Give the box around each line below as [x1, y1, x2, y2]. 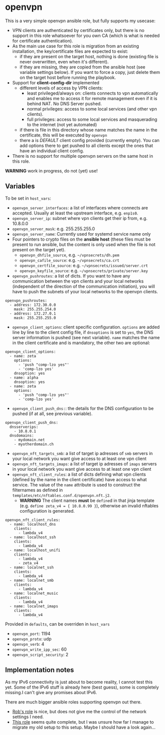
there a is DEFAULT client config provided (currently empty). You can [19, 137, 160, 143]
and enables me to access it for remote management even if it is [27, 95, 158, 101]
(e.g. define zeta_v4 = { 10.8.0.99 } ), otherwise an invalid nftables [19, 502, 159, 509]
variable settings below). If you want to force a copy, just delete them [19, 69, 160, 75]
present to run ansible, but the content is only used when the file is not [12, 241, 156, 247]
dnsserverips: [9, 424, 38, 429]
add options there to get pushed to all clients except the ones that [19, 142, 154, 148]
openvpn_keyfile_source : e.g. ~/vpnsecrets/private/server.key [19, 268, 148, 274]
